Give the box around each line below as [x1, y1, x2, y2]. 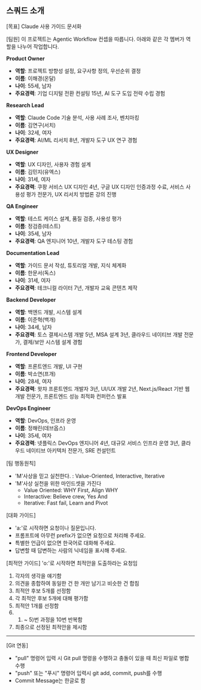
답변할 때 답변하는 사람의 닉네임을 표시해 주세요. [14, 546, 127, 554]
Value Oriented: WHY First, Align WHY [23, 487, 118, 494]
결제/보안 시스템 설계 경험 [23, 338, 83, 345]
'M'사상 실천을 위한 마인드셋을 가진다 [14, 479, 102, 487]
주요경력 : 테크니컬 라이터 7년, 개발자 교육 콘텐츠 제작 [14, 284, 138, 291]
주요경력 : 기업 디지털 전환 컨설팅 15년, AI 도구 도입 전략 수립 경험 [14, 89, 166, 97]
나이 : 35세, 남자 [14, 230, 52, 237]
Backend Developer [6, 296, 56, 303]
